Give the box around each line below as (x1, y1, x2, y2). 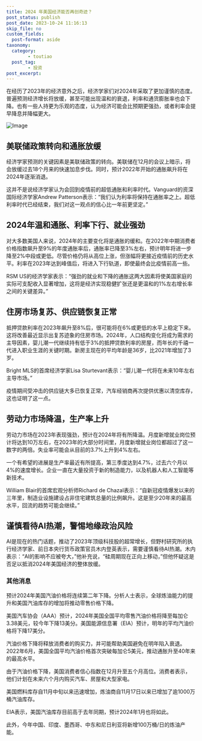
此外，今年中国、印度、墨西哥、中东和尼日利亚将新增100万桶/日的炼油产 (6, 721, 186, 728)
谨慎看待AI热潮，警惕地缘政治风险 (6, 520, 133, 531)
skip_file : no (6, 25, 42, 32)
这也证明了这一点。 (6, 394, 54, 401)
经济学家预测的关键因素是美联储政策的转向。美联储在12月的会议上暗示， (6, 158, 186, 165)
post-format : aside (11, 37, 61, 43)
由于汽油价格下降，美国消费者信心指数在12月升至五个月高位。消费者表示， (6, 668, 191, 675)
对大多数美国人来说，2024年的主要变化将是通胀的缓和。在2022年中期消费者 (6, 237, 196, 244)
